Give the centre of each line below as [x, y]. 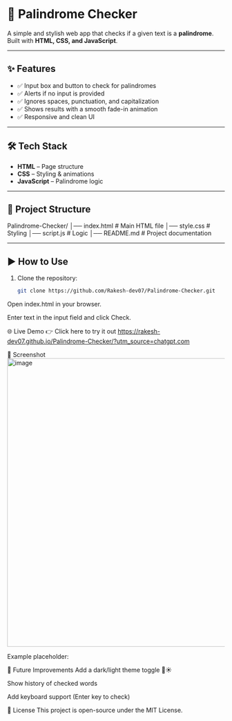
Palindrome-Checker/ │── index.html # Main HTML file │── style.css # [109, 226]
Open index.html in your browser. [55, 304]
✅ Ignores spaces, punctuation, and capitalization [88, 101]
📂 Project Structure [49, 209]
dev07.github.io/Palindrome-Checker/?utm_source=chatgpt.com [98, 341]
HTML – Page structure [50, 166]
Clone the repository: [47, 278]
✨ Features [31, 69]
